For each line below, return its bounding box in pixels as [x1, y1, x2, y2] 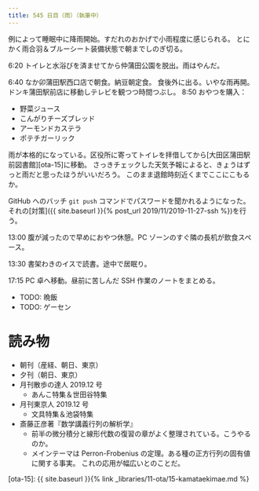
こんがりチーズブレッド [19, 113, 96, 123]
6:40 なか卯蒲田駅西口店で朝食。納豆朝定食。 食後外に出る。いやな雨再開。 [8, 77, 254, 86]
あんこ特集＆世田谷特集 [31, 390, 108, 399]
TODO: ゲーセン [19, 302, 71, 311]
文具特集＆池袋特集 [31, 409, 94, 419]
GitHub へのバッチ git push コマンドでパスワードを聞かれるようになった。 [8, 196, 250, 205]
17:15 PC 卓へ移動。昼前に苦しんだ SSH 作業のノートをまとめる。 [8, 276, 220, 285]
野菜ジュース [19, 104, 61, 113]
